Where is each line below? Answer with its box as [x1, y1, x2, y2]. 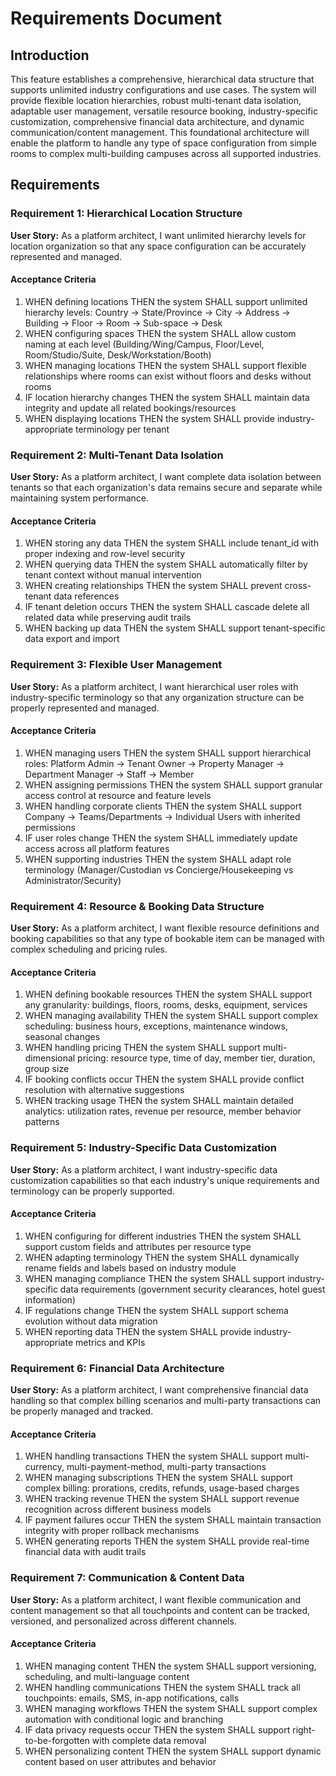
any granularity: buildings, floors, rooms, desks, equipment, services [24, 999, 308, 1011]
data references [53, 590, 120, 602]
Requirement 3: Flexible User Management [10, 658, 223, 672]
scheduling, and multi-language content [24, 1670, 190, 1682]
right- [292, 1723, 316, 1736]
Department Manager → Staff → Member [24, 768, 195, 780]
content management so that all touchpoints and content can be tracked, [10, 1604, 311, 1616]
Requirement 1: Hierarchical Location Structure [10, 207, 243, 221]
